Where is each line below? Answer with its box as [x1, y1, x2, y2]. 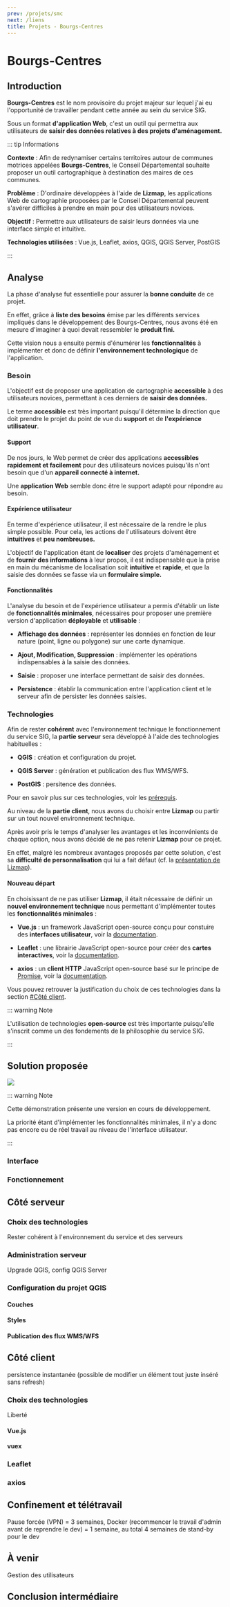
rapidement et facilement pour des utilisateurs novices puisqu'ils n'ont [7, 461, 210, 469]
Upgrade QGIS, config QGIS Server [7, 1266, 107, 1275]
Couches [7, 1300, 34, 1308]
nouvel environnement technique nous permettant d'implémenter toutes [7, 902, 216, 910]
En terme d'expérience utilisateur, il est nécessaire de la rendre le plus [7, 520, 207, 529]
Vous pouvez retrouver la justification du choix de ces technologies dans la [7, 985, 221, 993]
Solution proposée [7, 1060, 88, 1072]
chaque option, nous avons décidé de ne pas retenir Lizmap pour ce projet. [7, 835, 222, 844]
